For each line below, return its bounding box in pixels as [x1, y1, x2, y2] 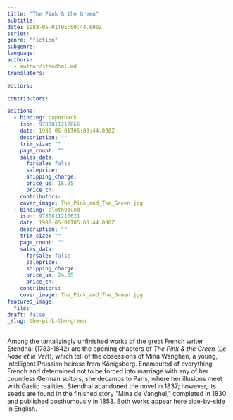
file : [13, 304, 30, 311]
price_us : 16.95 [25, 180, 74, 187]
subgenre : [7, 43, 37, 50]
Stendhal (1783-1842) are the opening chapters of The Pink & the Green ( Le [7, 344, 227, 353]
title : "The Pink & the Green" [7, 10, 99, 18]
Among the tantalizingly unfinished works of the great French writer [7, 337, 204, 346]
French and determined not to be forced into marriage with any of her [7, 367, 209, 376]
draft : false [7, 311, 46, 318]
